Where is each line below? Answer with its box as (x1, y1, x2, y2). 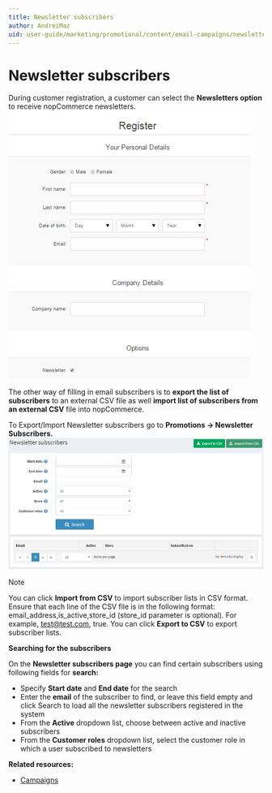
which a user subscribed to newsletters (19, 743, 152, 753)
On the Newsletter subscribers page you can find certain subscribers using (8, 658, 263, 669)
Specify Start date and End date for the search (19, 683, 178, 693)
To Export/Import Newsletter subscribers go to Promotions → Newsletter (8, 420, 253, 430)
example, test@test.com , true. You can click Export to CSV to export (8, 618, 237, 628)
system (19, 709, 45, 718)
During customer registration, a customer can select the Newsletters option (8, 93, 263, 103)
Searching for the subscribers (8, 643, 112, 653)
